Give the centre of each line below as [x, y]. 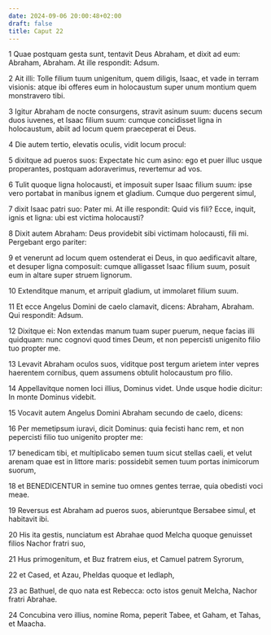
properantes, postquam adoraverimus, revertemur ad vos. [105, 169]
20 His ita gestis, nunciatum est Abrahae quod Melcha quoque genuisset [130, 535]
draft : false [31, 24]
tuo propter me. [35, 348]
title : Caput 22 [36, 31]
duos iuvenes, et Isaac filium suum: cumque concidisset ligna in [115, 120]
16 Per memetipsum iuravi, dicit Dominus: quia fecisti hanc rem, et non [126, 428]
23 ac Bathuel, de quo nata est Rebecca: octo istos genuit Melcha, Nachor [133, 591]
